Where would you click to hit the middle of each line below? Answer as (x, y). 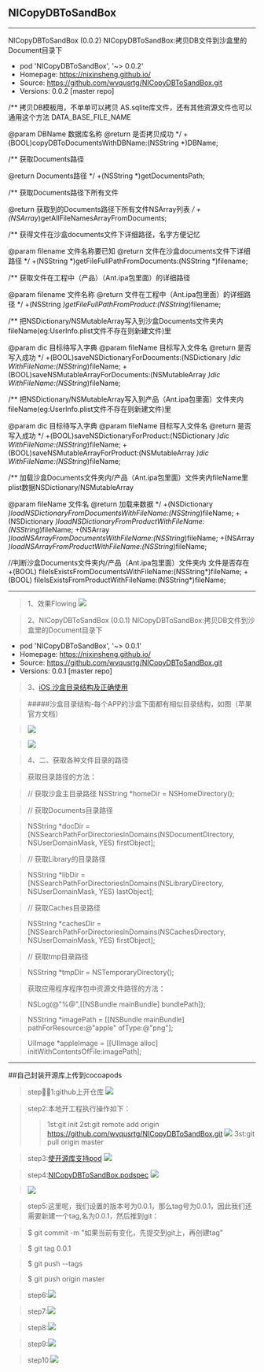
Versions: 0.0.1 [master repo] (66, 671)
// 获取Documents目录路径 (70, 810)
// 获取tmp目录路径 (58, 956)
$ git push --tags (55, 1263)
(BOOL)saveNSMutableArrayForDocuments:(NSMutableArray (107, 374)
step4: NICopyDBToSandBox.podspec (88, 1175)
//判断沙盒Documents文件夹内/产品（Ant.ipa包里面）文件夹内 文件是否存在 (129, 562)
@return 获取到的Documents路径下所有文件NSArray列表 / (101, 209)
